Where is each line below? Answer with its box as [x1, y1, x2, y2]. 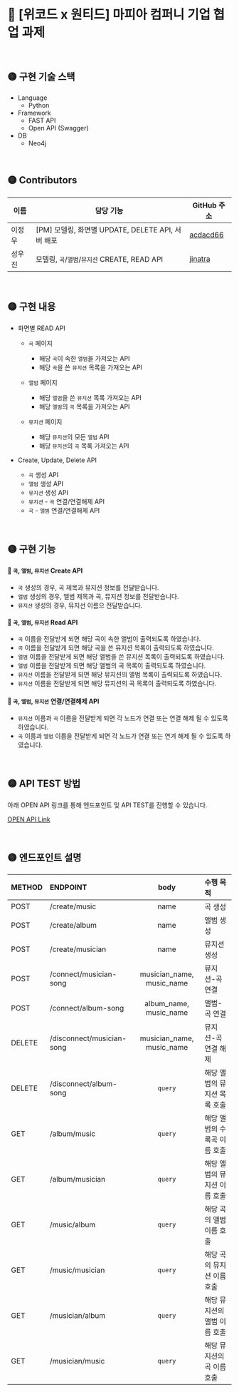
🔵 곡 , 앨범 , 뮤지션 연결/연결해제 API [7, 697, 100, 705]
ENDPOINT [49, 882, 87, 892]
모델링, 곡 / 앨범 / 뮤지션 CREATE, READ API [35, 254, 164, 264]
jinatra [189, 254, 211, 264]
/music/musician [49, 1265, 105, 1275]
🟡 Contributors [7, 174, 78, 186]
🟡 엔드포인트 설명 [7, 851, 82, 864]
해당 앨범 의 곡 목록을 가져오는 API [38, 402, 130, 411]
